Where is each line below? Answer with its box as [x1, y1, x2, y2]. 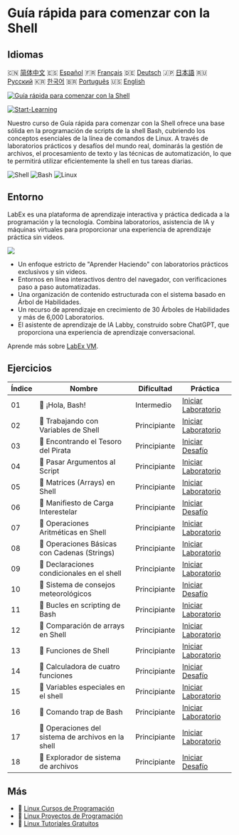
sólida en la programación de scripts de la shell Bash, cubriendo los [7, 127, 206, 135]
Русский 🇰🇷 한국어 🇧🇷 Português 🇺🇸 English [7, 77, 146, 85]
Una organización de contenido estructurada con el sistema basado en [17, 290, 226, 298]
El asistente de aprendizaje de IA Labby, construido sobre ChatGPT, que [17, 320, 230, 329]
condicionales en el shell [38, 568, 122, 578]
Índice [11, 383, 33, 393]
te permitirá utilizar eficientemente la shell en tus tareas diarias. [7, 157, 193, 165]
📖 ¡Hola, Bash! [38, 400, 87, 410]
